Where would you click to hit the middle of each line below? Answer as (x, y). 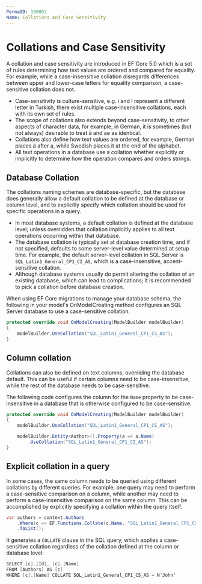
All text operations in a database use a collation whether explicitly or (99, 152)
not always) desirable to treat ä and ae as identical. (78, 133)
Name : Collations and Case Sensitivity (56, 17)
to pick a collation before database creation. (69, 287)
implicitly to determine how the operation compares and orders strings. (103, 159)
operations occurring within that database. (68, 236)
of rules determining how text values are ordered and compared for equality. (101, 70)
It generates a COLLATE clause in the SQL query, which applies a (84, 540)
